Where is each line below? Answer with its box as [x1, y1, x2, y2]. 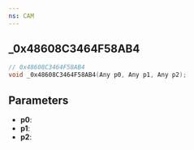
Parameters [8, 93, 69, 107]
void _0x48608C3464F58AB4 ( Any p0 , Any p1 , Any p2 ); [8, 71, 187, 79]
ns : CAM [8, 11, 35, 20]
